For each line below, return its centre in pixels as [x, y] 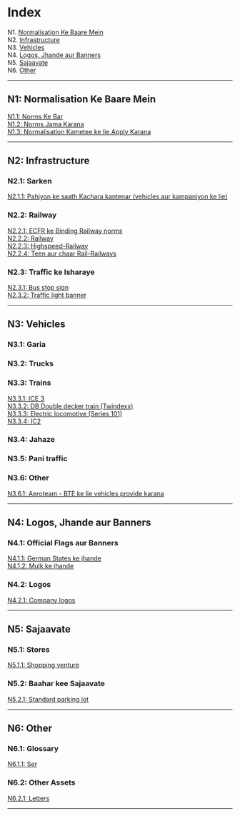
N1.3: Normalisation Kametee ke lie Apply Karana [79, 131]
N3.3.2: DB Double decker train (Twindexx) [70, 406]
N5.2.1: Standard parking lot [48, 699]
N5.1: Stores [29, 649]
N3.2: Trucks [30, 363]
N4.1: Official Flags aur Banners [63, 543]
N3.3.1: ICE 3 [26, 398]
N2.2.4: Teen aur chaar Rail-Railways [62, 253]
